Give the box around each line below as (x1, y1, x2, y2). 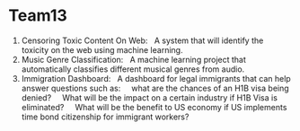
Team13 (8, 5, 68, 26)
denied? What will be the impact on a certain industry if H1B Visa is (21, 92, 278, 103)
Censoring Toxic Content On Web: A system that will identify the (21, 35, 264, 46)
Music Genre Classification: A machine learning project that (21, 54, 246, 65)
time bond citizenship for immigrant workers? (21, 111, 190, 122)
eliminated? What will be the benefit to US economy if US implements (21, 101, 287, 112)
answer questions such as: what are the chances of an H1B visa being (21, 83, 289, 93)
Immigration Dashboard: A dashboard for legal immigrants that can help (21, 73, 291, 83)
